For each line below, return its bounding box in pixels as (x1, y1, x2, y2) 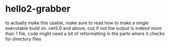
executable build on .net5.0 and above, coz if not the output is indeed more (5, 25, 162, 31)
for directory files (5, 36, 41, 42)
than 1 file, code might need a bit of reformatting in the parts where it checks (5, 30, 165, 36)
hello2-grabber (5, 3, 71, 15)
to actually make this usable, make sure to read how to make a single (5, 20, 149, 26)
